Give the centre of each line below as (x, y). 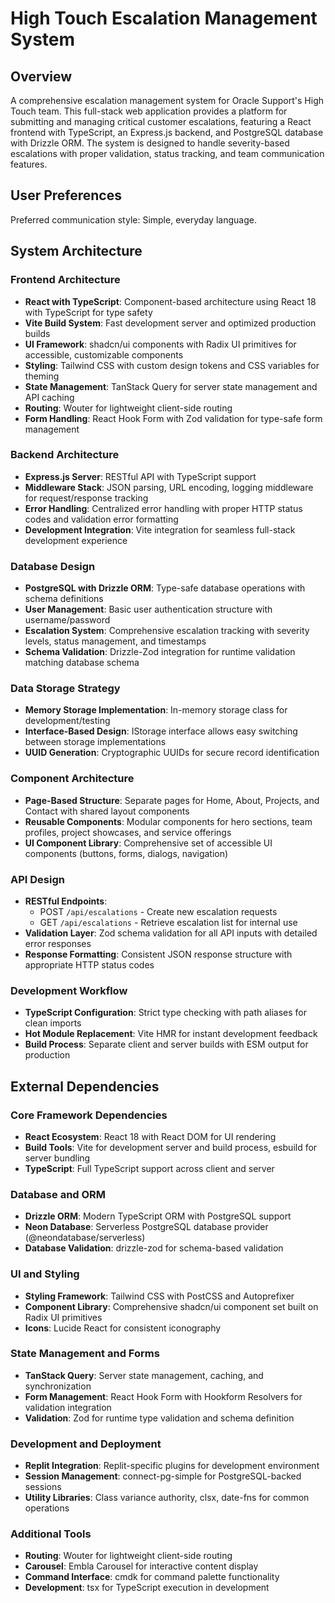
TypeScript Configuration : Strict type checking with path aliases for (166, 1013)
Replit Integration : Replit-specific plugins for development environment (172, 1466)
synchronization (58, 1386)
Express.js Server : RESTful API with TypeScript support (140, 476)
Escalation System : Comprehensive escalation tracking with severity (167, 631)
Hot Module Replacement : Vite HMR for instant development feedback (171, 1034)
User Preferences (66, 195)
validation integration (68, 1407)
